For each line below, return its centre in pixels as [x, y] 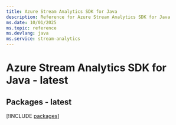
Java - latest [37, 80]
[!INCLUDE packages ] [33, 116]
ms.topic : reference [32, 28]
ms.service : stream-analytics [43, 39]
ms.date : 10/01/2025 [32, 22]
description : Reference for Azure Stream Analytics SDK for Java [88, 17]
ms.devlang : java [27, 33]
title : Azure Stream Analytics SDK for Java [62, 11]
